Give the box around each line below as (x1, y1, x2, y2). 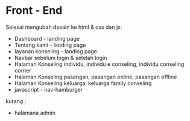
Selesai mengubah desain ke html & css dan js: (5, 23, 122, 31)
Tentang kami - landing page (14, 41, 86, 49)
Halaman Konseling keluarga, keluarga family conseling (14, 79, 152, 87)
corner (14, 66, 31, 74)
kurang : (5, 97, 27, 105)
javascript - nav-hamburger (14, 86, 83, 93)
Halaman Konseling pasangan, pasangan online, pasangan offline (14, 73, 177, 80)
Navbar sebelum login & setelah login (14, 54, 107, 61)
